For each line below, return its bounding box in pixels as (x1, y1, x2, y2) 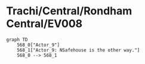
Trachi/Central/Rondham (6, 4, 132, 18)
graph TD (6, 36, 28, 42)
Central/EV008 (6, 17, 82, 31)
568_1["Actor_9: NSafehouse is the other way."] (17, 47, 140, 53)
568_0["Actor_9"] (17, 42, 60, 48)
